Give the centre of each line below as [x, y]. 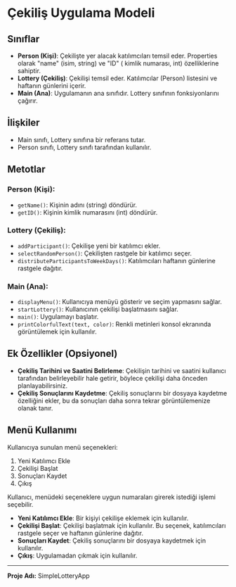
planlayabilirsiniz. [42, 386]
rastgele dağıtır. [40, 268]
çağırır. [27, 101]
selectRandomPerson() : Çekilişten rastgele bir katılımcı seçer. [104, 253]
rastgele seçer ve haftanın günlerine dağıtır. [80, 533]
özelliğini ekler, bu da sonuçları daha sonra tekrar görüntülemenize [114, 400]
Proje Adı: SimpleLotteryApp [48, 576]
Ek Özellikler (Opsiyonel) [63, 354]
